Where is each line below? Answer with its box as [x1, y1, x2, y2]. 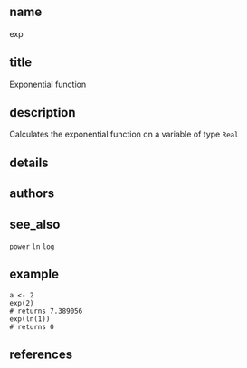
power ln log [9, 242, 55, 251]
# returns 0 [9, 322, 54, 331]
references [9, 347, 73, 363]
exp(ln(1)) [9, 314, 51, 324]
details [9, 155, 49, 170]
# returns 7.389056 [9, 307, 83, 316]
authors [9, 186, 55, 202]
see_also [9, 216, 61, 231]
